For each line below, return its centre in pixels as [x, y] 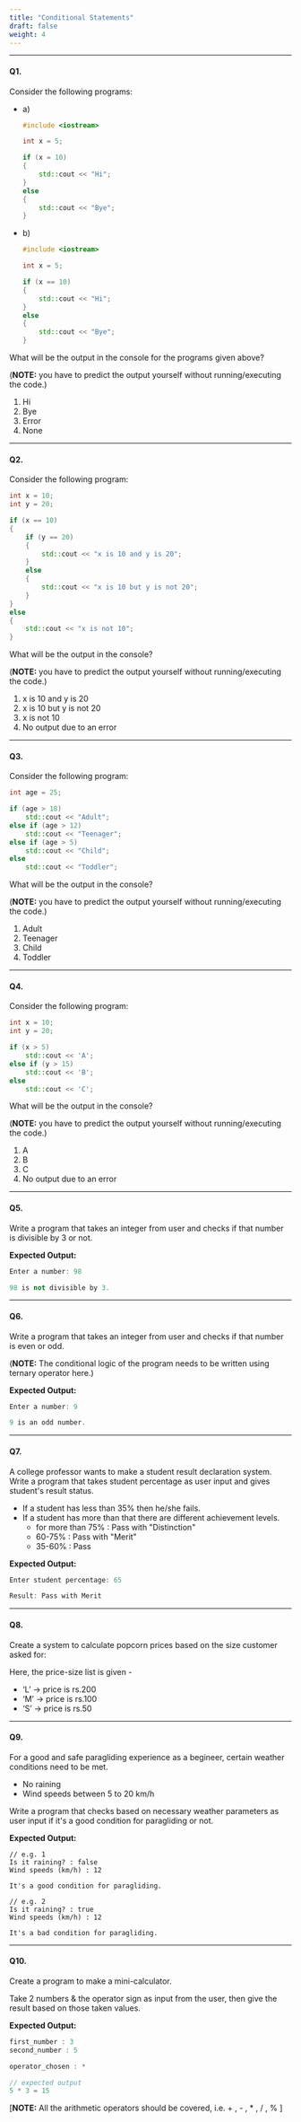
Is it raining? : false [54, 1862]
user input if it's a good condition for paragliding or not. [112, 1820]
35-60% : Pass [63, 1546]
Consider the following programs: [71, 92]
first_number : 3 [42, 2042]
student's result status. [52, 1490]
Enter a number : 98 [46, 1271]
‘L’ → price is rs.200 [59, 1689]
